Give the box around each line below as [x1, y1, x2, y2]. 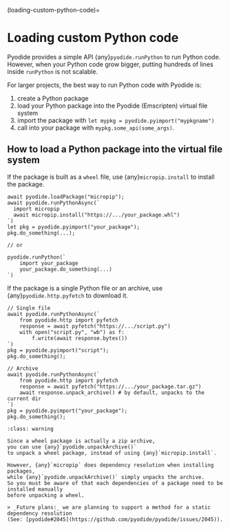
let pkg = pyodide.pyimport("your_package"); [7, 224, 140, 230]
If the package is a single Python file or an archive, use [7, 284, 163, 292]
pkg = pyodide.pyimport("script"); [7, 346, 109, 354]
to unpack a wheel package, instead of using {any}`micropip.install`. [7, 449, 217, 456]
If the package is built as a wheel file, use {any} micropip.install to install [7, 173, 215, 181]
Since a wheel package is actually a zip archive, [7, 438, 156, 444]
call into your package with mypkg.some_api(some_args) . [17, 124, 174, 132]
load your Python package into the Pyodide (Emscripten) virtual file [17, 101, 208, 110]
